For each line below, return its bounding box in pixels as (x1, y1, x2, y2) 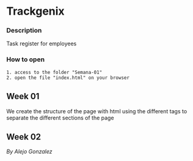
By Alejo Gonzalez (6, 148, 53, 155)
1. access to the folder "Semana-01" (6, 69, 103, 75)
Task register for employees (6, 40, 77, 47)
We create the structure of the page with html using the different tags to (6, 107, 188, 114)
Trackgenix (6, 4, 65, 18)
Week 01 (6, 91, 40, 102)
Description (6, 26, 42, 35)
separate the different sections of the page (6, 114, 114, 121)
